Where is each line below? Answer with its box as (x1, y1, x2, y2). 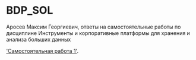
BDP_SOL (6, 4, 53, 17)
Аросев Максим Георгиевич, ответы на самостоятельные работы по (6, 23, 181, 30)
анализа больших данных (6, 36, 71, 43)
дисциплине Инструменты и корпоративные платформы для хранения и (6, 29, 190, 36)
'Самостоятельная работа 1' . (6, 47, 79, 54)
